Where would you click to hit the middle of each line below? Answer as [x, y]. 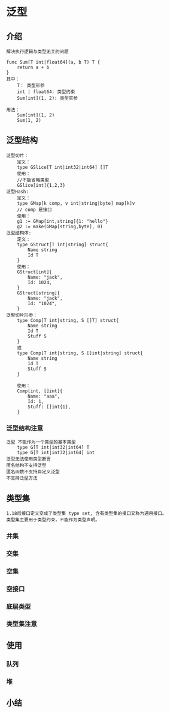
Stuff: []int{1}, [49, 407]
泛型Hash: [17, 192]
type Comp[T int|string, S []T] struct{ [68, 320]
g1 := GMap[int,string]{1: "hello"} [63, 221]
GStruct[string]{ [39, 293]
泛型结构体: [19, 233]
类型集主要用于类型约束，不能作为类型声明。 [53, 520]
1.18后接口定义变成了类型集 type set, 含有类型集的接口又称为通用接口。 [86, 513]
